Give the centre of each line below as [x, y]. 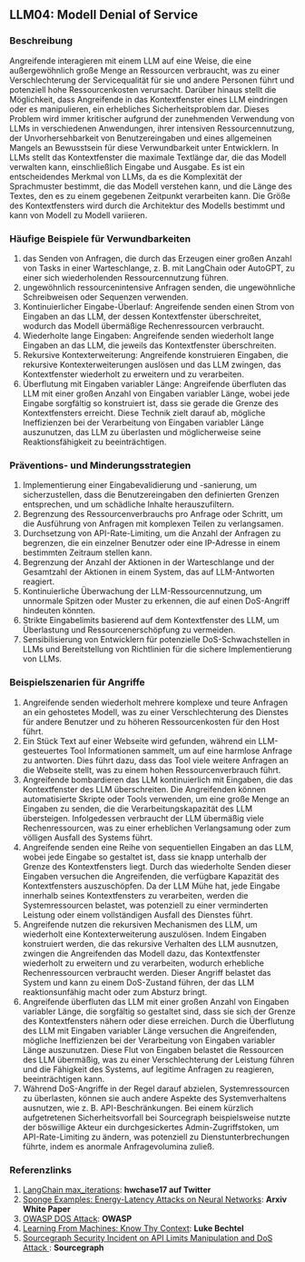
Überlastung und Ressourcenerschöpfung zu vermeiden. [129, 630]
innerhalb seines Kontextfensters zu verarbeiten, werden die [135, 895]
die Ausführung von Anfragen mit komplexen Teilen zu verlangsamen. [153, 524]
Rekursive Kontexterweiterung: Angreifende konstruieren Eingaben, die [155, 354]
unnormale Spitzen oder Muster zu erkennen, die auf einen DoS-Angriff [156, 601]
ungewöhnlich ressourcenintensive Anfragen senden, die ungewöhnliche [159, 287]
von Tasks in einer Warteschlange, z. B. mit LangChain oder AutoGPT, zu [158, 268]
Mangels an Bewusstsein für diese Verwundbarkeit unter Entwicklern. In [144, 147]
